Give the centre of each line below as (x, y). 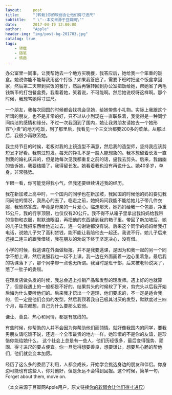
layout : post (24, 10)
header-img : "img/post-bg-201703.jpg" (47, 34)
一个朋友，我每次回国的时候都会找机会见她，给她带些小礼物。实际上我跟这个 (86, 110)
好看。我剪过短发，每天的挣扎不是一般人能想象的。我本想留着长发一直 (93, 153)
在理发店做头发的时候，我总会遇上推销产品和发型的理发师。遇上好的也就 (81, 280)
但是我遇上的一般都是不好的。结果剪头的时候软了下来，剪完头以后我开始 (90, 286)
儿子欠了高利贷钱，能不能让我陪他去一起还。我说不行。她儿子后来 (97, 232)
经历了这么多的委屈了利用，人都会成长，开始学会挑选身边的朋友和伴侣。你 (84, 364)
